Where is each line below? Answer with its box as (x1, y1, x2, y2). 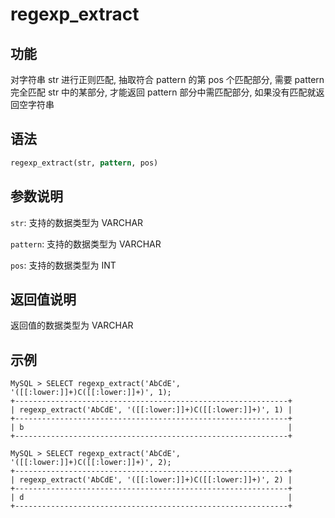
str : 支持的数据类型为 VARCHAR (10, 216, 144, 228)
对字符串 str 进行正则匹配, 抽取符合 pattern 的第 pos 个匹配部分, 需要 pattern (10, 74, 325, 85)
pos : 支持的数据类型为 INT (10, 259, 117, 271)
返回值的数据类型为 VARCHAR (10, 319, 134, 332)
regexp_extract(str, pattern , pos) (10, 158, 159, 168)
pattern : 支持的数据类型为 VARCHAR (10, 238, 162, 250)
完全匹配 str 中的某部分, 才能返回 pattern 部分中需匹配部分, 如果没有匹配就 (10, 86, 317, 98)
